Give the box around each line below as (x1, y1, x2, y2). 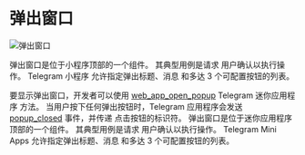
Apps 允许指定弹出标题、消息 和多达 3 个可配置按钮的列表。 (9, 135, 235, 146)
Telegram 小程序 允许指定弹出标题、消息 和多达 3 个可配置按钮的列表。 (26, 70, 294, 82)
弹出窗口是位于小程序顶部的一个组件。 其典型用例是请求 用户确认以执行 (9, 59, 278, 70)
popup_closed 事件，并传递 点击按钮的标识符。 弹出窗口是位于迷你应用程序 (9, 112, 293, 123)
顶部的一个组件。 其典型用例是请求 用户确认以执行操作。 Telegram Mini (9, 123, 278, 134)
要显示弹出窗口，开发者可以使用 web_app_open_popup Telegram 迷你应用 (9, 90, 288, 101)
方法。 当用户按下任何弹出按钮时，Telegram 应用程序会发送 (19, 101, 243, 111)
